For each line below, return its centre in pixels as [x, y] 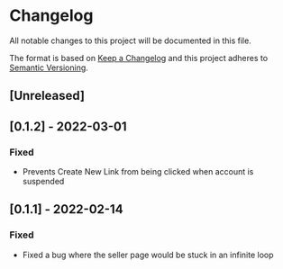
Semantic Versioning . [49, 67]
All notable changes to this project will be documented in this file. [131, 40]
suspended [43, 182]
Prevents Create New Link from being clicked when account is [138, 172]
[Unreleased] [47, 96]
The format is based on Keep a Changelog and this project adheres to [139, 58]
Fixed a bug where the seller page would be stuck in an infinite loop [148, 255]
